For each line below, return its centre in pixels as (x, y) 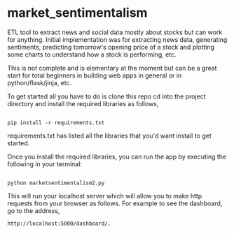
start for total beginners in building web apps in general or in (95, 75)
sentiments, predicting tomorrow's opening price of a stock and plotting (111, 47)
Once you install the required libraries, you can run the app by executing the (117, 156)
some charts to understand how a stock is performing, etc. (92, 54)
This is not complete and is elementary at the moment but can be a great (112, 68)
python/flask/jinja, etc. (40, 82)
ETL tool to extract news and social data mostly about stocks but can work (115, 32)
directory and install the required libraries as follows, (83, 103)
